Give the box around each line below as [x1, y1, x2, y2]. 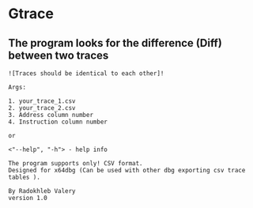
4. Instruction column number [8, 118, 108, 126]
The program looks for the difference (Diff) [8, 36, 223, 50]
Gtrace [8, 5, 54, 23]
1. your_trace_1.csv [8, 97, 77, 105]
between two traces [8, 48, 109, 62]
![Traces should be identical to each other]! [8, 70, 164, 78]
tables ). [8, 173, 41, 181]
